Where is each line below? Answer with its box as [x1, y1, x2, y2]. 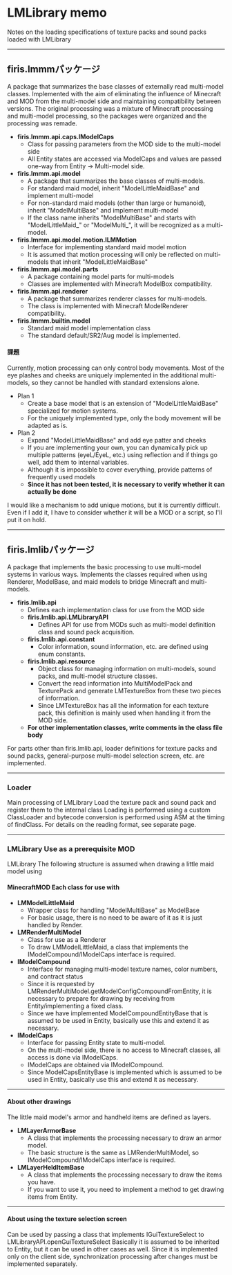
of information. [37, 694, 81, 702]
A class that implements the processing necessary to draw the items [27, 1170, 222, 1179]
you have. [27, 1177, 56, 1186]
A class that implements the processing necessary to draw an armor [27, 1134, 222, 1142]
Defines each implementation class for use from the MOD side [27, 605, 205, 614]
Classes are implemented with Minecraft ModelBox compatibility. [27, 279, 213, 288]
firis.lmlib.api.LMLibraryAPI [27, 613, 109, 621]
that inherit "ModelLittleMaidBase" [50, 258, 148, 266]
